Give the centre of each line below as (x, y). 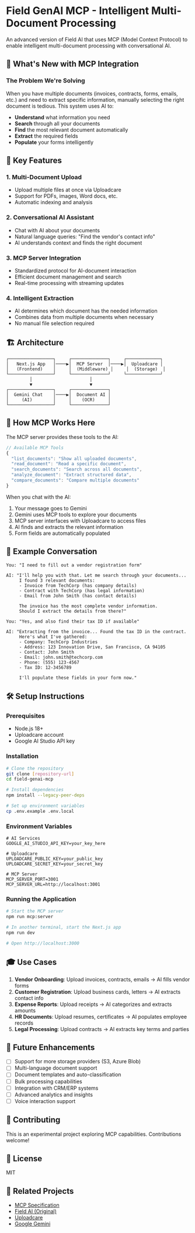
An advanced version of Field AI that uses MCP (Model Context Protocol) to (97, 39)
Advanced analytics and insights (54, 1094)
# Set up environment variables (45, 806)
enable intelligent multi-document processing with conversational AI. (89, 46)
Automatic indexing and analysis (53, 202)
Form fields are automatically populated (62, 533)
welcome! (18, 1140)
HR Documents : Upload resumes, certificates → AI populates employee (101, 1016)
